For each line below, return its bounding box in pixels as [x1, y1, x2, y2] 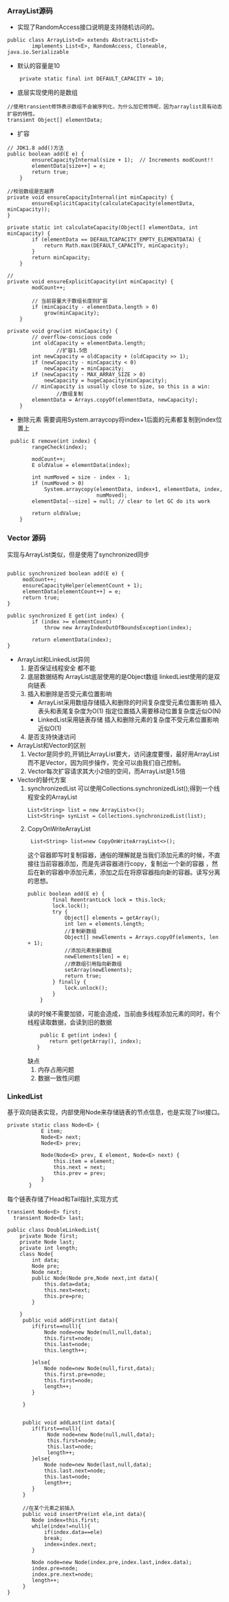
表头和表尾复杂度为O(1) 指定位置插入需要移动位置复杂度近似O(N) [37, 706, 221, 715]
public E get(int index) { [40, 1032, 118, 1039]
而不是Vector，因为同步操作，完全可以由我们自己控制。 [27, 758, 185, 766]
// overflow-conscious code [32, 334, 112, 341]
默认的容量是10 [17, 62, 61, 70]
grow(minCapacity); [43, 310, 100, 317]
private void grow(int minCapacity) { [7, 328, 118, 335]
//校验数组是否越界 [7, 188, 55, 195]
